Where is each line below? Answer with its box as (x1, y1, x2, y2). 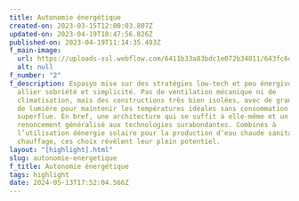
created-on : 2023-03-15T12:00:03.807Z (9, 21, 153, 30)
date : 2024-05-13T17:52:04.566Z (9, 179, 129, 188)
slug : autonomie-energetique (9, 153, 117, 163)
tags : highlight (9, 170, 69, 179)
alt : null (17, 63, 53, 72)
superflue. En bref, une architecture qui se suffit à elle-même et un (17, 112, 289, 121)
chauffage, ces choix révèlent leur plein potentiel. (17, 137, 221, 146)
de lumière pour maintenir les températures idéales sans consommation (17, 104, 289, 113)
